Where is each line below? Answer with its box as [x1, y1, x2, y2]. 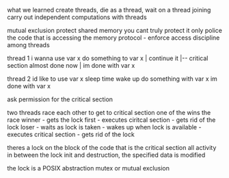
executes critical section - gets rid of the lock [7, 130, 135, 138]
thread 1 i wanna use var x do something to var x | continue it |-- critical [7, 54, 208, 62]
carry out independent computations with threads [7, 13, 147, 21]
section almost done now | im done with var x [7, 62, 135, 69]
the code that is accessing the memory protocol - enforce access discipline [7, 34, 220, 42]
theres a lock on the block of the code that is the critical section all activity [7, 144, 217, 151]
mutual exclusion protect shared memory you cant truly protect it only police [7, 27, 222, 34]
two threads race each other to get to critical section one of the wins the [7, 109, 211, 116]
